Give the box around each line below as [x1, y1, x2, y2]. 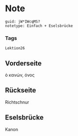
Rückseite [5, 86, 37, 94]
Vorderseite [5, 59, 42, 68]
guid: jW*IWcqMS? [5, 19, 40, 24]
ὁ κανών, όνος [5, 72, 35, 78]
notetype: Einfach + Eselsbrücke [5, 23, 73, 28]
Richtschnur [5, 99, 29, 105]
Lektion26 [5, 46, 25, 51]
